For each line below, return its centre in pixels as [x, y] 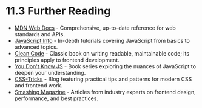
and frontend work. [39, 85]
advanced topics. [36, 47]
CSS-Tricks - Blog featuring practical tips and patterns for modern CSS [103, 79]
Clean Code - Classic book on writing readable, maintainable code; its [102, 53]
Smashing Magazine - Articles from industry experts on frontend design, [105, 92]
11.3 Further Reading [58, 11]
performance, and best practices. [56, 98]
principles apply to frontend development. [67, 60]
